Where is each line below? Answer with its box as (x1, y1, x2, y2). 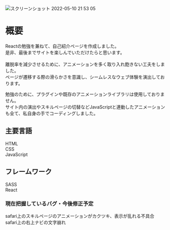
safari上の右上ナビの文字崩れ (5, 219, 66, 225)
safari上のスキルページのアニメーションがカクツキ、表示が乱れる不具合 (5, 213, 155, 219)
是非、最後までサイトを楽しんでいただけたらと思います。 (5, 49, 125, 56)
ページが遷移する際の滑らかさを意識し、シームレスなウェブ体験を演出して (5, 74, 161, 80)
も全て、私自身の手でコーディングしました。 (5, 110, 98, 116)
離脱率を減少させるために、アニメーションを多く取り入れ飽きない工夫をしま (5, 61, 165, 67)
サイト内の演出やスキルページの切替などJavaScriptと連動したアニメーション (5, 104, 165, 110)
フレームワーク (5, 167, 52, 176)
